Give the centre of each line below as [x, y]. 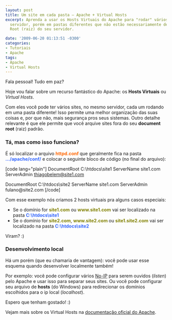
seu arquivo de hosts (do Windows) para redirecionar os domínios [75, 287]
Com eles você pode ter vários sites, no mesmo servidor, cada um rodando [84, 107]
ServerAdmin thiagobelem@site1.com [45, 174]
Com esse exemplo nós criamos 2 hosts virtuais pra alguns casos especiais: [86, 200]
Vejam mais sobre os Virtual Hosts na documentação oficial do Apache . [81, 312]
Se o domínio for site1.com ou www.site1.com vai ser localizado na [84, 210]
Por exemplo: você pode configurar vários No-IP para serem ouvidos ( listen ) [86, 276]
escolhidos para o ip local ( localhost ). [45, 292]
